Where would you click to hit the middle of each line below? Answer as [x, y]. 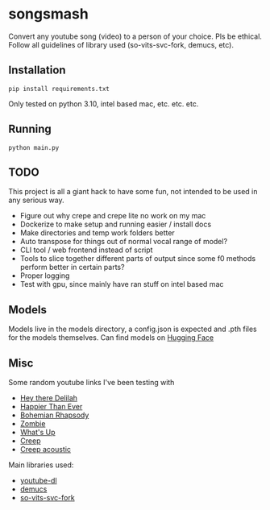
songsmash [48, 14]
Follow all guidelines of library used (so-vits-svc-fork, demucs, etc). [121, 44]
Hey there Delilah [49, 398]
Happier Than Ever [51, 406]
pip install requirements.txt [59, 89]
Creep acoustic [45, 449]
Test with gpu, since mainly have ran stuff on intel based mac [122, 284]
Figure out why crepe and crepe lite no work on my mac [113, 216]
